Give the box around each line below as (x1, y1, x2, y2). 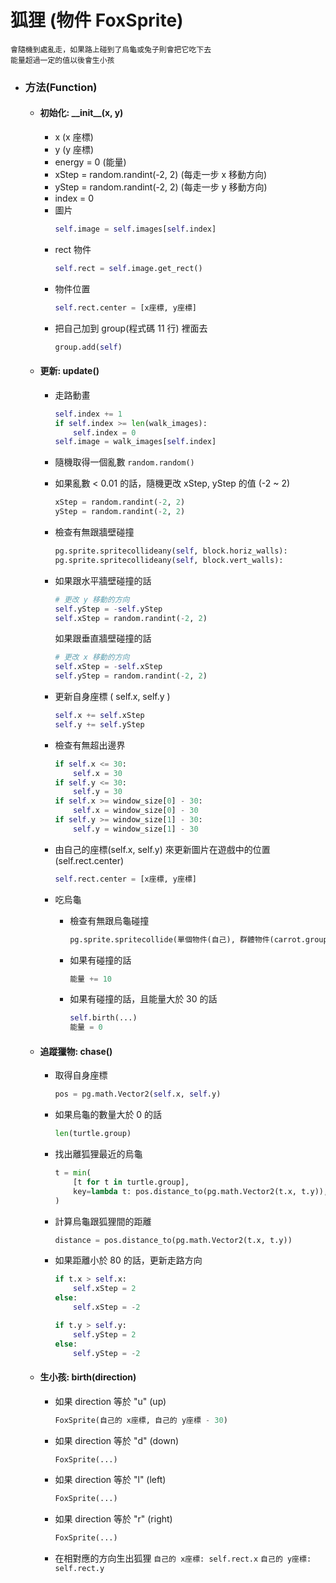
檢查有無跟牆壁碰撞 (54, 526, 135, 538)
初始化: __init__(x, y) (39, 107, 124, 119)
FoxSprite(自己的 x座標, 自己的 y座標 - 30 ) (54, 1415, 228, 1425)
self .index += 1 (54, 409, 123, 419)
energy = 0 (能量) (54, 156, 127, 168)
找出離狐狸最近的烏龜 (54, 1148, 143, 1160)
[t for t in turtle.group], (73, 1177, 190, 1187)
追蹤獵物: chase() (39, 1045, 113, 1057)
